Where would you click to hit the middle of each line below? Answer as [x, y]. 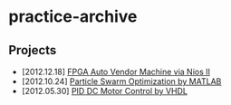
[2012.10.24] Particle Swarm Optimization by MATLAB [121, 81]
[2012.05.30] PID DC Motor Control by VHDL [104, 91]
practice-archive [73, 17]
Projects [33, 50]
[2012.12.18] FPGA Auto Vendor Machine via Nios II [115, 72]
